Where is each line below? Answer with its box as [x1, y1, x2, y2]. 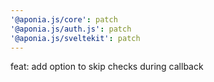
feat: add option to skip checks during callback [10, 61, 204, 73]
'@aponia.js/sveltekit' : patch [10, 33, 141, 43]
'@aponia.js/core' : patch [10, 14, 118, 25]
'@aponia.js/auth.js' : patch [10, 24, 132, 34]
